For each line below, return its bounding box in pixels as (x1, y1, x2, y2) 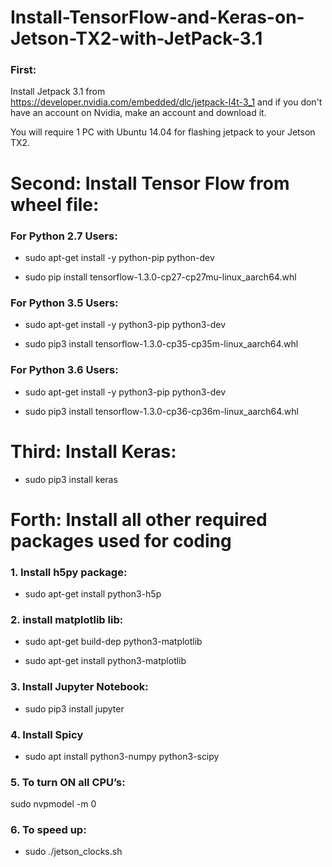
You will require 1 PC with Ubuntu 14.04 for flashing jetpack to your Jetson (10, 126, 316, 138)
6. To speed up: (10, 823, 87, 837)
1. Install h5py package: (10, 565, 128, 579)
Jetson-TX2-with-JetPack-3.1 (10, 27, 263, 50)
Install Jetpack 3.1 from (10, 86, 106, 98)
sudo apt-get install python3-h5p (24, 587, 162, 600)
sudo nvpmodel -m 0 (10, 798, 97, 810)
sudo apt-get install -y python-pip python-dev (24, 251, 215, 263)
